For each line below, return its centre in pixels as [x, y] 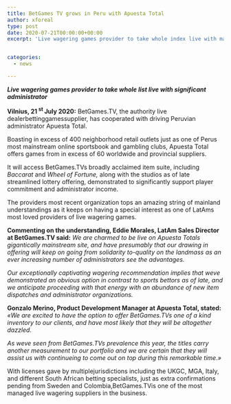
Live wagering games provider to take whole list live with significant [107, 89]
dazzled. [20, 330]
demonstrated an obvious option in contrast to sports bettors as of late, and [115, 280]
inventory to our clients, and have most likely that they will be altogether [109, 322]
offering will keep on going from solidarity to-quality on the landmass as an [114, 252]
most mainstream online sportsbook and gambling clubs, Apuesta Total [108, 146]
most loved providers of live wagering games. [72, 216]
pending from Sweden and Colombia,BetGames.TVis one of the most [105, 385]
